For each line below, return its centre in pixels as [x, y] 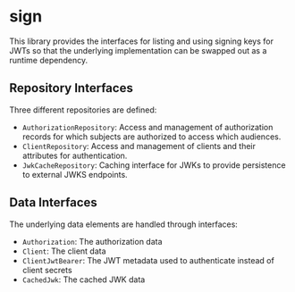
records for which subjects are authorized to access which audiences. [152, 137]
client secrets [47, 270]
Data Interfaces [54, 203]
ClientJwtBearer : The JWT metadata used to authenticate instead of [148, 260]
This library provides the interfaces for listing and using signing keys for [142, 41]
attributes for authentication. [75, 155]
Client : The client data [64, 251]
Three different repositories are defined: [83, 110]
